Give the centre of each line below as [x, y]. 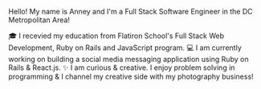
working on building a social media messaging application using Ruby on [128, 59]
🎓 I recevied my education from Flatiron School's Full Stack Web [116, 36]
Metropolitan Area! [39, 20]
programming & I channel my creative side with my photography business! [131, 76]
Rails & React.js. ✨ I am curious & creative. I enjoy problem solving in [122, 68]
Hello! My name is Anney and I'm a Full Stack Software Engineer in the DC [130, 12]
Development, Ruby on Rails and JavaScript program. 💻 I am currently [125, 48]
